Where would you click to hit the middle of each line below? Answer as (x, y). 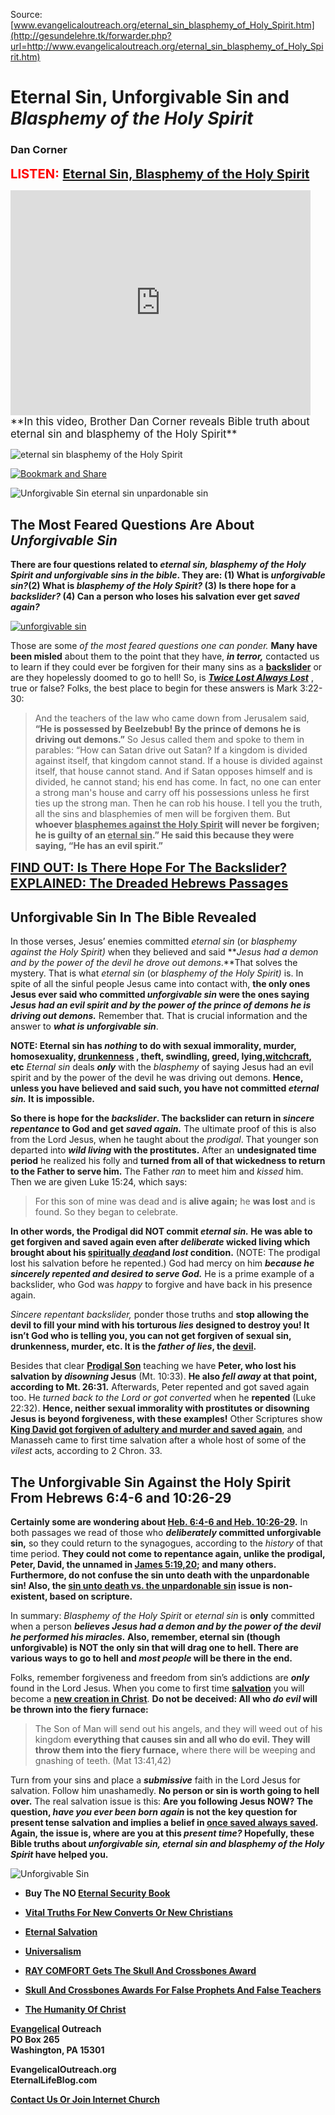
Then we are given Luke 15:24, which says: (99, 1182)
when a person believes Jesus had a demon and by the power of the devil (166, 1626)
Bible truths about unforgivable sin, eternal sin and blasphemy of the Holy (167, 1843)
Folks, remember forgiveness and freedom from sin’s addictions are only (160, 1677)
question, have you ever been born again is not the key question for (154, 1811)
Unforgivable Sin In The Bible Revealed (133, 917)
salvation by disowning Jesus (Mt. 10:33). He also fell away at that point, (164, 1376)
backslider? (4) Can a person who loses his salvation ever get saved (155, 596)
